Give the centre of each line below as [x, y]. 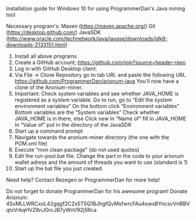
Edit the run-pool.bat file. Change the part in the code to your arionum [99, 156]
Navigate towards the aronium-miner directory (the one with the [92, 137]
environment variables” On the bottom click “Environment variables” [97, 106]
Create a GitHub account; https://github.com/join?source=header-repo [100, 62]
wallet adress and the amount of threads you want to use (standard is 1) [101, 162]
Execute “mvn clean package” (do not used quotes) [77, 150]
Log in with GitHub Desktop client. [56, 69]
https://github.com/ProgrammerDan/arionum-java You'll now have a [97, 81]
